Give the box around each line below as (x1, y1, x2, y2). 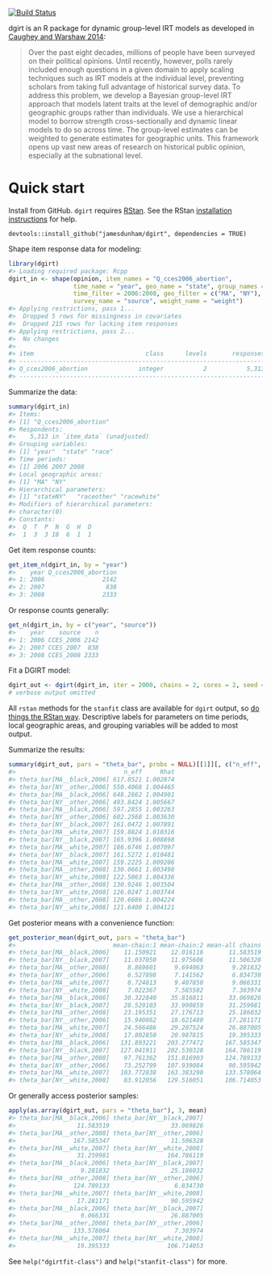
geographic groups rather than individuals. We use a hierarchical (27, 108, 244, 117)
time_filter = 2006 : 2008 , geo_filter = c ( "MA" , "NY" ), (73, 289, 262, 298)
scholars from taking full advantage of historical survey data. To (27, 82, 240, 91)
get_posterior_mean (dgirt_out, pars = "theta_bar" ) (8, 934, 186, 942)
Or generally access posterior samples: (8, 1091, 140, 1101)
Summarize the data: (8, 386, 78, 396)
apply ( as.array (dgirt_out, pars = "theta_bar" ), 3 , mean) (8, 1107, 207, 1115)
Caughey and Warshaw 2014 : (8, 32, 106, 41)
